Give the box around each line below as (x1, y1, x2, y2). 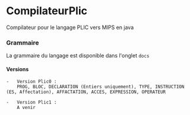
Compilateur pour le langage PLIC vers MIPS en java (6, 24, 134, 31)
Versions (6, 65, 29, 72)
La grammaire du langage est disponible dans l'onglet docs (6, 52, 150, 59)
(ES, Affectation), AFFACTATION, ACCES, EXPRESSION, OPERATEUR (6, 89, 166, 95)
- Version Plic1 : (6, 100, 58, 106)
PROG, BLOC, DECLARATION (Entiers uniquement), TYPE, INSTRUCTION (17, 84, 185, 90)
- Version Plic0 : (6, 79, 58, 85)
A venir (17, 105, 36, 111)
